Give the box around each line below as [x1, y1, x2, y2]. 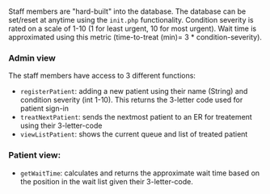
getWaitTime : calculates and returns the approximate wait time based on [19, 168, 260, 178]
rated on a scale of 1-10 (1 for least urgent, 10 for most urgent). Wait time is [8, 23, 257, 33]
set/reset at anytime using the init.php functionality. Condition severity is [8, 15, 254, 24]
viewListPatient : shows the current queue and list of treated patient [19, 129, 248, 139]
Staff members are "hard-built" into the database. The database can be [8, 6, 247, 16]
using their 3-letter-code [19, 120, 103, 131]
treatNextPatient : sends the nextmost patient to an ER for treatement [19, 112, 252, 122]
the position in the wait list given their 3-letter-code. [19, 176, 194, 186]
